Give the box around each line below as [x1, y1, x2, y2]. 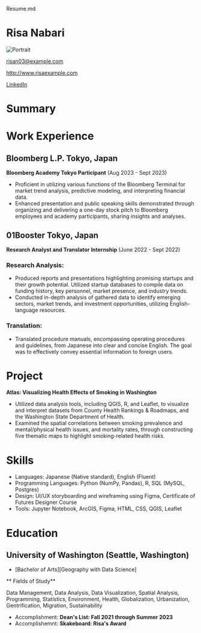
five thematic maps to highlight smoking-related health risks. [14, 432, 165, 440]
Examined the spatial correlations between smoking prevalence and [14, 420, 183, 427]
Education [6, 526, 58, 540]
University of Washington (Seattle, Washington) [6, 550, 190, 560]
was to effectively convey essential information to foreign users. [14, 348, 174, 355]
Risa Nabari [6, 26, 65, 40]
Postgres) [14, 486, 40, 493]
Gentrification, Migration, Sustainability [6, 602, 103, 609]
